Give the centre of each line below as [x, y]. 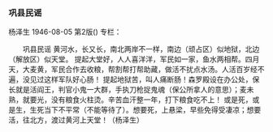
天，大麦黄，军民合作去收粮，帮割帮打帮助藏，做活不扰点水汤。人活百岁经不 [136, 70]
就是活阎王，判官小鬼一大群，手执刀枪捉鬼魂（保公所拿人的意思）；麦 [131, 90]
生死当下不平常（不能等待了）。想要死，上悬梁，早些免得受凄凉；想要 [145, 110]
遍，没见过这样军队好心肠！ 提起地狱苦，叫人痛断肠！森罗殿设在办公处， [130, 79]
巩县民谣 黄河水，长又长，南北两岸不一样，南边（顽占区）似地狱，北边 [141, 49]
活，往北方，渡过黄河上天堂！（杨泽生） [76, 120]
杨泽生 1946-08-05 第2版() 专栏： [65, 32]
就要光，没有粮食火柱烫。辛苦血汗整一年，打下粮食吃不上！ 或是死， [137, 100]
